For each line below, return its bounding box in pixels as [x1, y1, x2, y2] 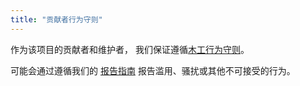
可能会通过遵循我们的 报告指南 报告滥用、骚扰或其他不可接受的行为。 [10, 64, 296, 76]
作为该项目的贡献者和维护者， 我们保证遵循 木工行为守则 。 [10, 43, 250, 55]
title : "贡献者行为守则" [10, 14, 103, 25]
